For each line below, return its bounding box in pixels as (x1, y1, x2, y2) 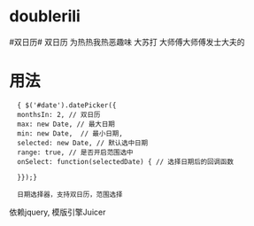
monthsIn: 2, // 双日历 (17, 110, 101, 119)
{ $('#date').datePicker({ (17, 100, 117, 110)
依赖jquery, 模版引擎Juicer (9, 207, 106, 217)
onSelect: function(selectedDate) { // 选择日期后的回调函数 (17, 157, 235, 166)
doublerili (9, 6, 81, 27)
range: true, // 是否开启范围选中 (17, 148, 134, 157)
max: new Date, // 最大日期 (17, 120, 115, 129)
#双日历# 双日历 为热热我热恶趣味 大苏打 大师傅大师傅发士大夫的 (9, 36, 245, 47)
